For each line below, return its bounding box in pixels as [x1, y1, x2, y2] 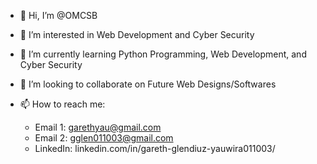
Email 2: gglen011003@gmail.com [34, 132, 174, 144]
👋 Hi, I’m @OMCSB [19, 10, 98, 21]
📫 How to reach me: [19, 98, 106, 110]
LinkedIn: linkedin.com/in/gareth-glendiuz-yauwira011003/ [34, 143, 276, 154]
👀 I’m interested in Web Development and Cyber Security [19, 29, 255, 40]
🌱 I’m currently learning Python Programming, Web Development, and [19, 48, 307, 60]
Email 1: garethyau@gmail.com [34, 121, 162, 133]
